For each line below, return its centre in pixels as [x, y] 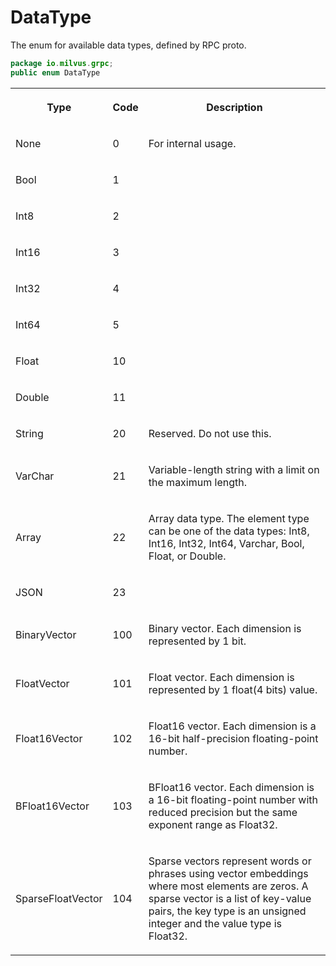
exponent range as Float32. [213, 824]
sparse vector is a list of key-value [230, 898]
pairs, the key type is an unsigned [227, 911]
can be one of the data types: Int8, [229, 531]
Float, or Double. [187, 556]
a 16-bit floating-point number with [233, 799]
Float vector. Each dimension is [221, 677]
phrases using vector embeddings [228, 873]
